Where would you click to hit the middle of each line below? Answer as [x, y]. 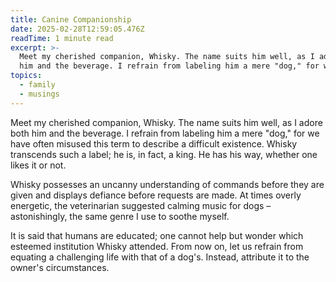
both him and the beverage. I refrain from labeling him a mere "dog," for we [165, 133]
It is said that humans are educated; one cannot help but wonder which [157, 235]
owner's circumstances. [60, 267]
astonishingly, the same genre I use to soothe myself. [120, 216]
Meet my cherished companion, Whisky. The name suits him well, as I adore [166, 122]
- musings [39, 94]
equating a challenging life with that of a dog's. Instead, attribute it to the [160, 257]
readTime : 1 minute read [62, 38]
